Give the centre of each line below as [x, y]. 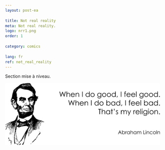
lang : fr [14, 57]
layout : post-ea [22, 10]
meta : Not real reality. [30, 26]
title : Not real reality [30, 21]
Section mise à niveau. [28, 76]
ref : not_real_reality [28, 62]
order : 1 [14, 36]
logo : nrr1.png [21, 31]
